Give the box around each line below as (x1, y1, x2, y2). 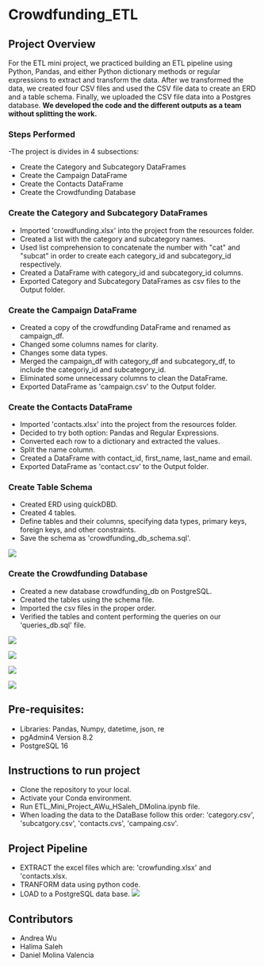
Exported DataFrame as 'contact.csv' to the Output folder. (19, 462, 209, 471)
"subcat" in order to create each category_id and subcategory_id (19, 250, 231, 260)
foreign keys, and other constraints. (19, 525, 136, 534)
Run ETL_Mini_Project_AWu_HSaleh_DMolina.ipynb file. (19, 801, 201, 812)
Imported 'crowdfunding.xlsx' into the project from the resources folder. (19, 225, 254, 235)
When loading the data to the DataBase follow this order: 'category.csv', (19, 810, 255, 820)
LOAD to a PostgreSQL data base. (19, 889, 131, 899)
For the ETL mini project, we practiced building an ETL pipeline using (8, 58, 233, 68)
